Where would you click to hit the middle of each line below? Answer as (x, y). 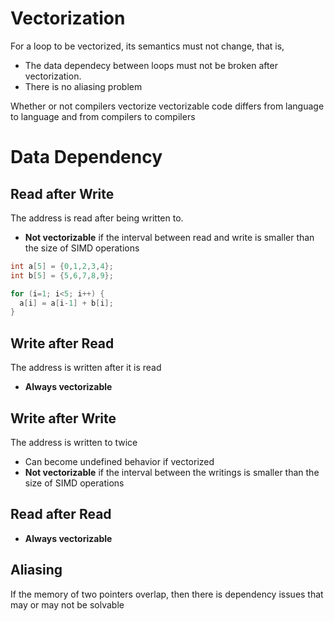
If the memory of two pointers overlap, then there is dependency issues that (167, 594)
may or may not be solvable (67, 604)
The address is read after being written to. (97, 218)
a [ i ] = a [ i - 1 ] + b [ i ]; (66, 303)
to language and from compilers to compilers (103, 116)
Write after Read (62, 343)
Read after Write (62, 193)
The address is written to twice (74, 442)
